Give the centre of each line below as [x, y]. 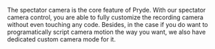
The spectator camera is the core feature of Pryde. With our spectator [106, 10]
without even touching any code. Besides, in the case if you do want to [107, 24]
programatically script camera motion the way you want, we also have [106, 32]
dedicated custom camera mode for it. [61, 39]
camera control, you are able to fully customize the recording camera [105, 17]
